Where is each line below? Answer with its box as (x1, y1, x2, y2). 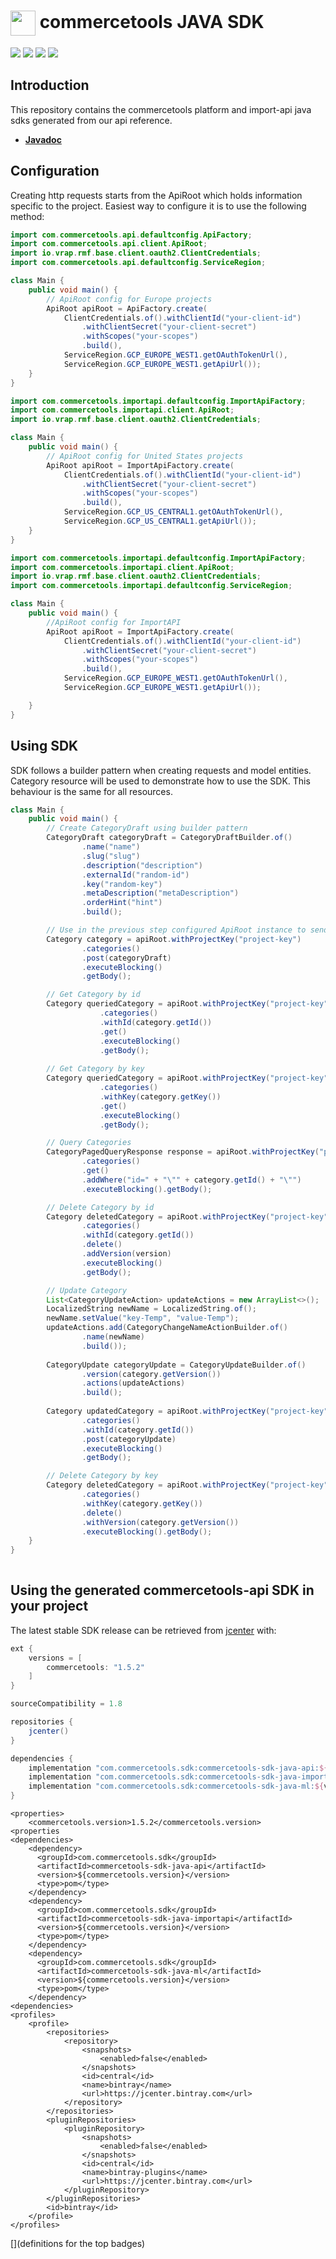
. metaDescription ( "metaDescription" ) (81, 888, 240, 899)
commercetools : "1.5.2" (46, 1662, 145, 1672)
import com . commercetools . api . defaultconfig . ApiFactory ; (10, 230, 253, 240)
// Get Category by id (46, 990, 141, 1000)
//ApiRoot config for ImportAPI (46, 617, 182, 627)
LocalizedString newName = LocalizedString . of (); (46, 1304, 257, 1314)
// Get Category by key (46, 1064, 145, 1074)
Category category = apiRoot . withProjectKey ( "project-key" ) (46, 934, 302, 944)
